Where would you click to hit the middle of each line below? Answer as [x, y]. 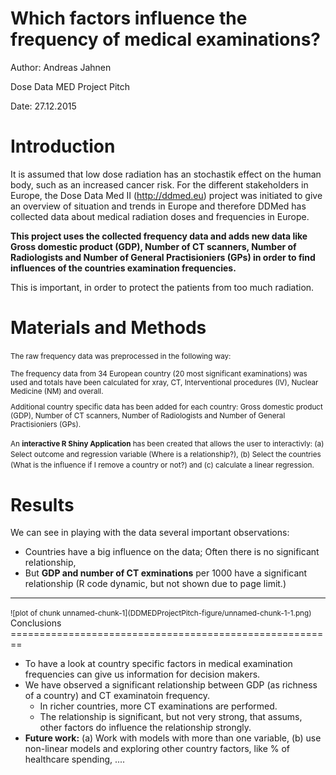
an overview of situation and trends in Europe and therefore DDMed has [158, 206]
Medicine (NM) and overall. [57, 391]
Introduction [63, 146]
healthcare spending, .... [75, 759]
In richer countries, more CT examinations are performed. [158, 706]
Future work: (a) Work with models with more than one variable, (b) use [173, 738]
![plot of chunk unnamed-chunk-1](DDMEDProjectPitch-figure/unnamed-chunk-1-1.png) [161, 613]
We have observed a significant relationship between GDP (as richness [171, 685]
